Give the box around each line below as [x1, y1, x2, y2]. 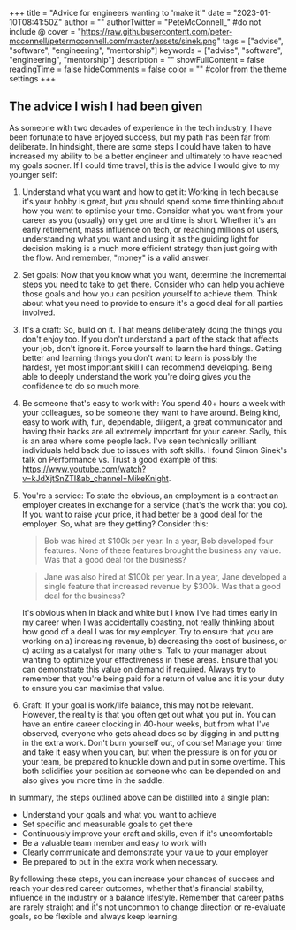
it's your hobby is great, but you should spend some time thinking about [21, 196, 285, 206]
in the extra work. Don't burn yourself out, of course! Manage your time [21, 737, 283, 748]
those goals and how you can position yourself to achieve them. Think [21, 288, 277, 299]
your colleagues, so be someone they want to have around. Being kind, [21, 407, 281, 418]
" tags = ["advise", [216, 35, 285, 46]
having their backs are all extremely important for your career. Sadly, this [21, 426, 287, 436]
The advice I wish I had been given [9, 99, 203, 114]
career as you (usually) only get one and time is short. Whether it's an [21, 214, 277, 225]
